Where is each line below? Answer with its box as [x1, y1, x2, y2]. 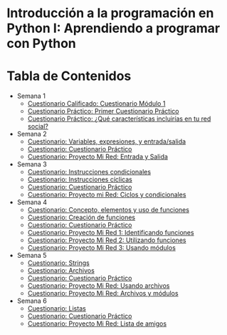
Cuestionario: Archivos [27, 266, 95, 275]
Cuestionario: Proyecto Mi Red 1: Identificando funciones [27, 229, 194, 237]
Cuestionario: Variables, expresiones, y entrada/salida [27, 137, 186, 146]
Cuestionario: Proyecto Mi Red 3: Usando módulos [27, 244, 176, 252]
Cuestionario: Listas [27, 304, 86, 313]
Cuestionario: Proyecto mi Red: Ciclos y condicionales [27, 191, 186, 199]
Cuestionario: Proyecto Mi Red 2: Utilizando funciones [27, 236, 186, 244]
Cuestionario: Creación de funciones [27, 213, 136, 222]
